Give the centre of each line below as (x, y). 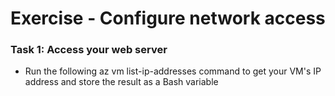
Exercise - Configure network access (168, 18)
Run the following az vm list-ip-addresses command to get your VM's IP (173, 71)
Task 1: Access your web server (89, 50)
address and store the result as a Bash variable (121, 82)
